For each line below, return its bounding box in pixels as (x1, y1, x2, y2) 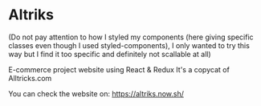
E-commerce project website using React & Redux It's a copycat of (8, 64, 230, 74)
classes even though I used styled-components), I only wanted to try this (8, 40, 251, 50)
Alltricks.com (8, 73, 52, 83)
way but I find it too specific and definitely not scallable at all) (8, 49, 211, 59)
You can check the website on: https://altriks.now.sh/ (8, 88, 185, 98)
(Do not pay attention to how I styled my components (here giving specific (8, 32, 255, 42)
